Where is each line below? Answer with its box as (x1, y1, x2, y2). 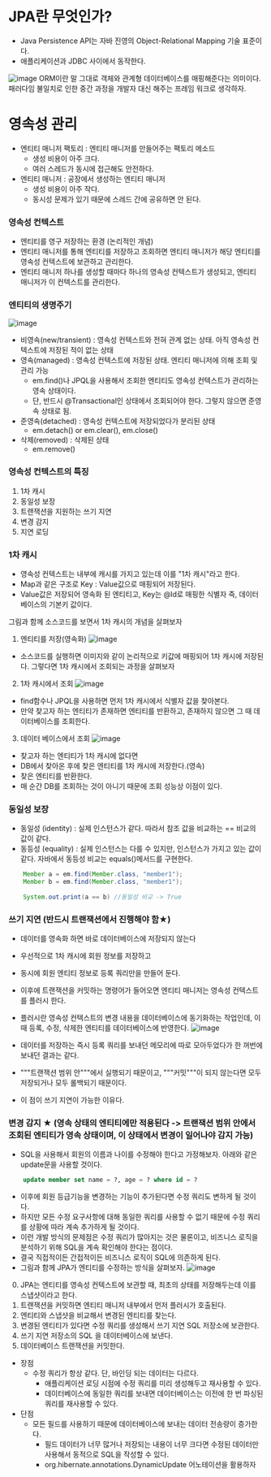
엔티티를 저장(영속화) (19, 635, 87, 644)
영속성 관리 (8, 115, 78, 134)
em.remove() (32, 444, 75, 454)
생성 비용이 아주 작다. (32, 184, 100, 193)
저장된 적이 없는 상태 (48, 345, 114, 355)
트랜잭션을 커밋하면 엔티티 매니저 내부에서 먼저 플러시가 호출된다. (19, 1301, 226, 1310)
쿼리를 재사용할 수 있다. (44, 1399, 119, 1409)
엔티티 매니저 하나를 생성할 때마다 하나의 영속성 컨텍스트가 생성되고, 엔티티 (19, 267, 257, 277)
